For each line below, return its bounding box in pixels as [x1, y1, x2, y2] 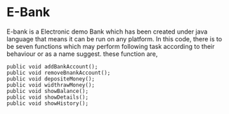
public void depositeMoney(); [6, 75, 96, 83]
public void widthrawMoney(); [6, 81, 96, 88]
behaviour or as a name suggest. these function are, [6, 50, 158, 58]
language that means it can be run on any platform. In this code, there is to [6, 34, 223, 43]
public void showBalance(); [6, 87, 89, 94]
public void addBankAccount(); [6, 63, 98, 70]
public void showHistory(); [6, 99, 89, 107]
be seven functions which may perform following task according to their [6, 42, 215, 50]
